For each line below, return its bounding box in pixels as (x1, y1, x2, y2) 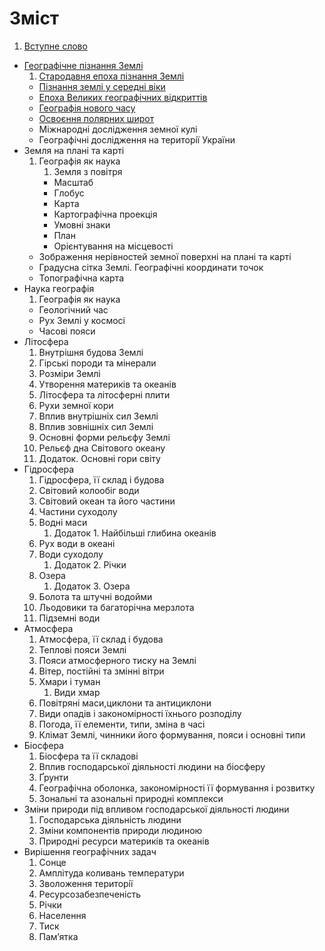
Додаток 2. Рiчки (53, 558, 127, 571)
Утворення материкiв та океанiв (38, 378, 177, 390)
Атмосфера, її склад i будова (38, 633, 164, 645)
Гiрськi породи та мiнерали (38, 357, 157, 369)
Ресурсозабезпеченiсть (38, 888, 142, 900)
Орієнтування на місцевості (53, 240, 174, 252)
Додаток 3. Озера (53, 580, 131, 592)
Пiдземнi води (38, 612, 101, 624)
